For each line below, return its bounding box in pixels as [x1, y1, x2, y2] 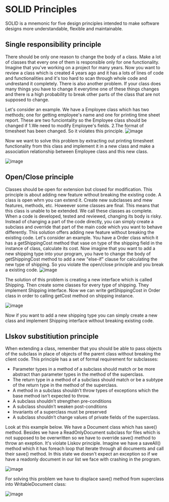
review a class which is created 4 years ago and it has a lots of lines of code [5, 70, 164, 76]
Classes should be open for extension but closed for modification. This [5, 186, 152, 192]
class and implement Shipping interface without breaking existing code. [5, 317, 154, 324]
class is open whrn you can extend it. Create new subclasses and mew [5, 197, 153, 203]
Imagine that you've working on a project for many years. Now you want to [5, 64, 160, 70]
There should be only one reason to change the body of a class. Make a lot [5, 54, 161, 60]
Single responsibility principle [5, 40, 102, 49]
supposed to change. [5, 96, 49, 103]
